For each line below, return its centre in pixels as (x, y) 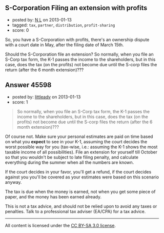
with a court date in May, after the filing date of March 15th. (64, 45)
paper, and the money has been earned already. (53, 196)
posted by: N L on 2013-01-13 (42, 19)
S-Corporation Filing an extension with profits (76, 8)
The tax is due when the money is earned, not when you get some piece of (80, 192)
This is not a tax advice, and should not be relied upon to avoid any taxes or (81, 206)
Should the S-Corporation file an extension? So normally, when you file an (79, 54)
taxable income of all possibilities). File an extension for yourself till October (81, 152)
